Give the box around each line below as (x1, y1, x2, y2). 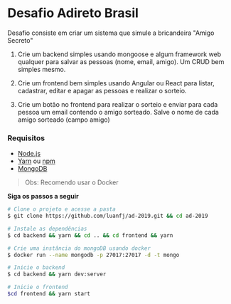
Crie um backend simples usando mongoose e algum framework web (17, 50, 222, 58)
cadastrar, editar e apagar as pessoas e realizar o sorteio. (17, 86, 187, 95)
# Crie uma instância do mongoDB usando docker (7, 244, 151, 252)
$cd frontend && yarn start (7, 290, 91, 298)
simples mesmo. (17, 65, 66, 73)
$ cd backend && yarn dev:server (7, 271, 107, 278)
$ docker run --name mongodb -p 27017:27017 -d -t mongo (7, 251, 180, 258)
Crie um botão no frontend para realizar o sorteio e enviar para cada (17, 100, 218, 108)
